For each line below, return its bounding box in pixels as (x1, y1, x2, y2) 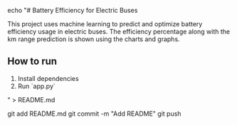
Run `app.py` (17, 82, 56, 90)
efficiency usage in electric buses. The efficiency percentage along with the (7, 28, 230, 36)
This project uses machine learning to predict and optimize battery (7, 20, 203, 28)
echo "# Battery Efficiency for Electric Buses (7, 6, 138, 14)
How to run (7, 55, 58, 67)
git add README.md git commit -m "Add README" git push (7, 109, 181, 118)
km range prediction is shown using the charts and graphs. (7, 35, 180, 43)
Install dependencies (17, 74, 80, 82)
